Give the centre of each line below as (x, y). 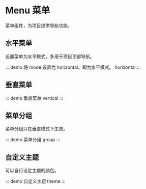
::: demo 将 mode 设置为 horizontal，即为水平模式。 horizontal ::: (73, 67)
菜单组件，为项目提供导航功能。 (39, 25)
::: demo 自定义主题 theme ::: (35, 181)
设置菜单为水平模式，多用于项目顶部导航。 (50, 56)
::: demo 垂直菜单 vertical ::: (34, 98)
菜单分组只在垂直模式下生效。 (36, 129)
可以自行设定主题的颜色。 (32, 171)
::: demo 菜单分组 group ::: (33, 140)
